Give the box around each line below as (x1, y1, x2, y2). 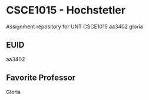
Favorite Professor (6, 73, 76, 83)
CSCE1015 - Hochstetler (6, 4, 125, 17)
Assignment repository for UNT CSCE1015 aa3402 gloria (6, 23, 143, 30)
